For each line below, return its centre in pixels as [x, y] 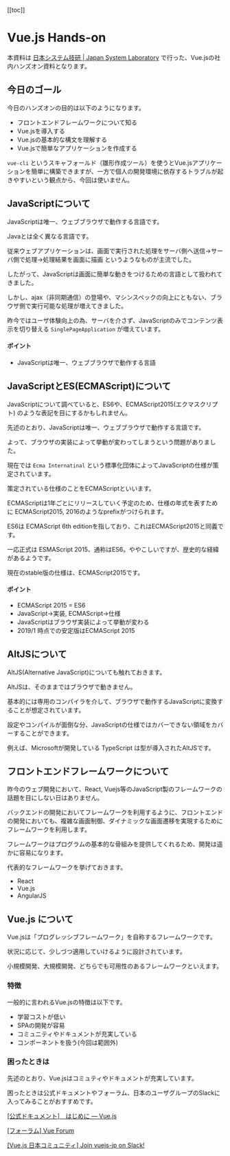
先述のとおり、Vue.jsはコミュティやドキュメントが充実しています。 [102, 1078]
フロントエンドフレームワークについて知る [77, 122]
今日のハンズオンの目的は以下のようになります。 [76, 108]
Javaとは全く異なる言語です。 [50, 236]
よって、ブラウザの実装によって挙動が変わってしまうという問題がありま [109, 442]
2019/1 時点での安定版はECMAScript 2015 [76, 630]
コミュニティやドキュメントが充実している [77, 1034]
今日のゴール [34, 90]
